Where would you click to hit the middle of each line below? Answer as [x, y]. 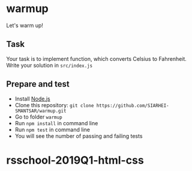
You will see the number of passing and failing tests [79, 136]
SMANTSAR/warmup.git [40, 111]
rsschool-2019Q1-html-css [75, 160]
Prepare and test [38, 84]
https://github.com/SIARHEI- [133, 105]
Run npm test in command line [52, 129]
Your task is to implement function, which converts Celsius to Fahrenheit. [97, 58]
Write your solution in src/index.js [49, 65]
